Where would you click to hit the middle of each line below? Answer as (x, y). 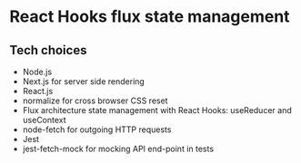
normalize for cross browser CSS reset (95, 101)
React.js (38, 91)
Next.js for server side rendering (84, 81)
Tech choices (48, 50)
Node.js (37, 72)
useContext (44, 120)
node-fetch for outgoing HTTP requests (97, 129)
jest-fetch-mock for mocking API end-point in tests (118, 149)
